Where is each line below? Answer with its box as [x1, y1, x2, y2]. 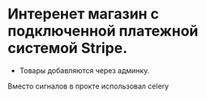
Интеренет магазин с [7, 5, 160, 23]
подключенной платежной [7, 22, 199, 40]
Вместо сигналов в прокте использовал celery [7, 81, 170, 91]
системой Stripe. [7, 39, 128, 57]
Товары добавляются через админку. [19, 65, 150, 75]
